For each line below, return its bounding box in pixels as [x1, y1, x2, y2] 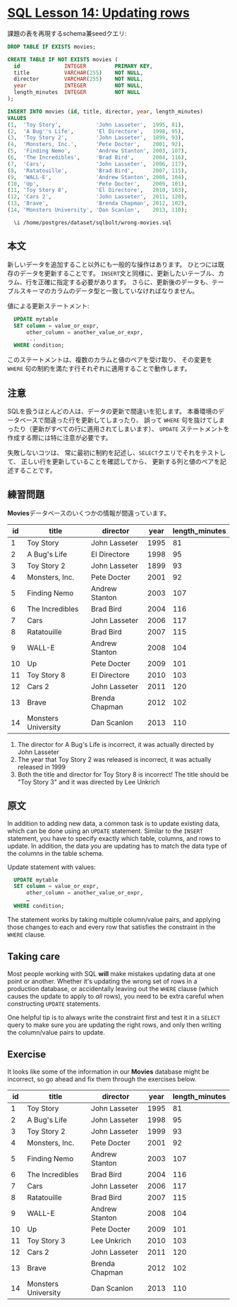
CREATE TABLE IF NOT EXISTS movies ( [7, 56, 119, 63]
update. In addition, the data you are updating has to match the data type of [7, 841, 227, 850]
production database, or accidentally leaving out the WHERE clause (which [7, 984, 219, 992]
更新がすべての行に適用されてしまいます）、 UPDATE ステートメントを [31, 425, 230, 433]
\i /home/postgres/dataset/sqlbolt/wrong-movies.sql [13, 219, 172, 226]
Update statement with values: [7, 863, 97, 871]
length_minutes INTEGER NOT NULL [13, 89, 140, 96]
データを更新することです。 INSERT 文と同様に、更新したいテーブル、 [19, 269, 219, 277]
